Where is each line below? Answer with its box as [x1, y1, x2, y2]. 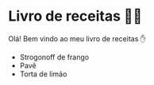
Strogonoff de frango [19, 52, 90, 62]
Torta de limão [19, 69, 67, 79]
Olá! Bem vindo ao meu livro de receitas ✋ [8, 33, 147, 43]
